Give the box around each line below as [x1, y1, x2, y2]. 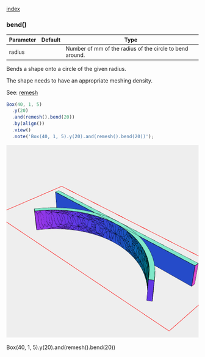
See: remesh [6, 89, 38, 96]
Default [41, 36, 61, 43]
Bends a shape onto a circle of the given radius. [6, 65, 126, 72]
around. [65, 51, 85, 59]
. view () [12, 127, 32, 133]
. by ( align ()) [12, 120, 45, 127]
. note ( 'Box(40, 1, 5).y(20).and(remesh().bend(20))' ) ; [12, 133, 154, 139]
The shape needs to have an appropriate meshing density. [6, 76, 153, 84]
